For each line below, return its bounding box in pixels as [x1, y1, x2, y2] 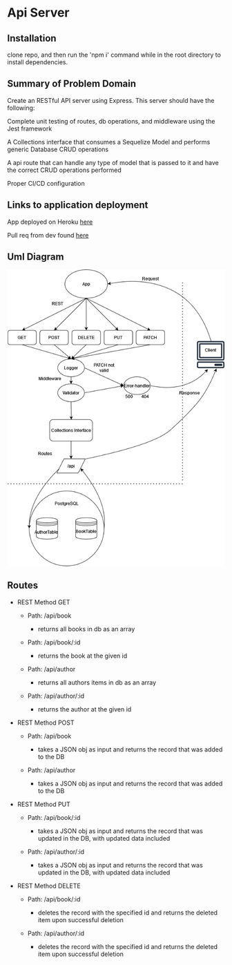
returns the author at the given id [37, 705, 132, 713]
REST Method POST [17, 718, 75, 727]
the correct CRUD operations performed [7, 166, 122, 174]
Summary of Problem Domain [7, 78, 137, 90]
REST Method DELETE [17, 881, 81, 890]
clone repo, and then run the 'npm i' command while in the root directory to [7, 50, 221, 59]
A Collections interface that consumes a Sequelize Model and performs [7, 137, 211, 146]
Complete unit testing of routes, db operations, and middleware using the [7, 117, 215, 125]
